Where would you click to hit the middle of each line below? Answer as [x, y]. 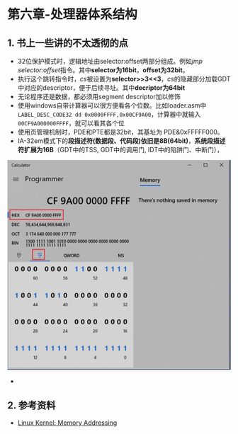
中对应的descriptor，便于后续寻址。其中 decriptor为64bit [101, 88]
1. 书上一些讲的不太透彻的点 [68, 43]
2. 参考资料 [32, 405]
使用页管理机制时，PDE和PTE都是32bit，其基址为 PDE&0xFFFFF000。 [121, 132]
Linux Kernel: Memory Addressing [67, 423]
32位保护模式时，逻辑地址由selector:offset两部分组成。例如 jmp [110, 61]
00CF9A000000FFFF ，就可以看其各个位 [71, 123]
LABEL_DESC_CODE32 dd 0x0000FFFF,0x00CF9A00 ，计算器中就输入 [109, 114]
